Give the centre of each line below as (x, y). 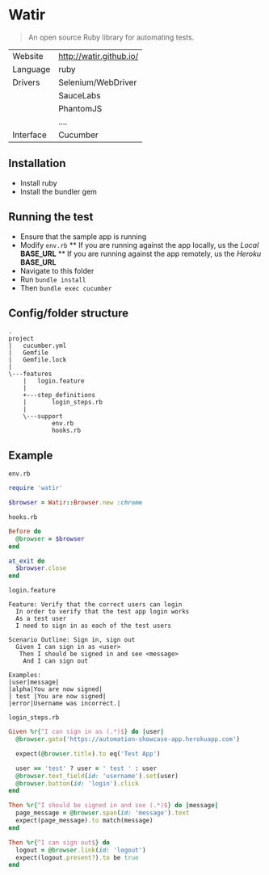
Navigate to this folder (57, 270)
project (21, 339)
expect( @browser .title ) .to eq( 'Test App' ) (88, 754)
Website (28, 56)
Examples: (25, 676)
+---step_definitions (59, 396)
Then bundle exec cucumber (66, 287)
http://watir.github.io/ (98, 56)
